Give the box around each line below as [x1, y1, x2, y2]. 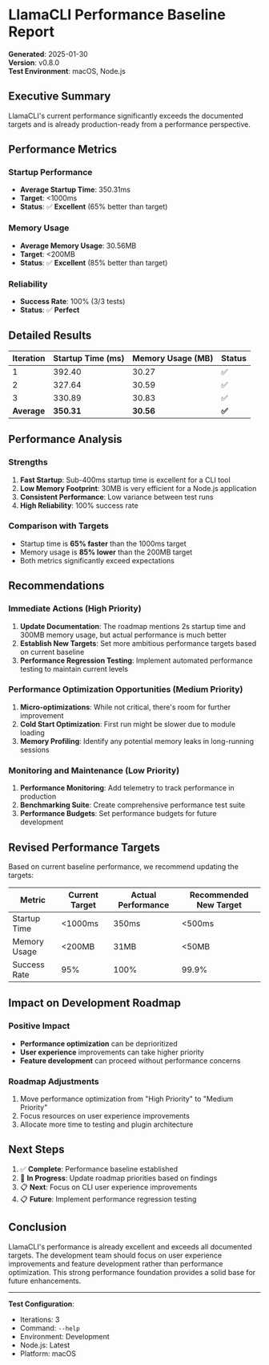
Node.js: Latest [19, 1340, 70, 1350]
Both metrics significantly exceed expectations [19, 555, 175, 565]
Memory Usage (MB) [131, 352, 214, 364]
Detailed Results [8, 329, 92, 343]
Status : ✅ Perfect [19, 305, 80, 315]
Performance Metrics [8, 143, 118, 156]
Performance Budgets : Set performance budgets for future [19, 809, 217, 819]
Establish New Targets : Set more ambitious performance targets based [19, 638, 257, 648]
